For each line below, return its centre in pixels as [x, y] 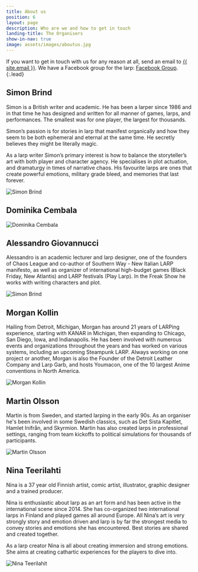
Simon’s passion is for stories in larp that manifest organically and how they [98, 131]
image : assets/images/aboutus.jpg [49, 45]
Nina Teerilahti [34, 470]
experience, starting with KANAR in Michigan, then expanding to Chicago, [96, 333]
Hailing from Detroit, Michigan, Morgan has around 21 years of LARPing [93, 327]
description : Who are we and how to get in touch [69, 28]
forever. [16, 180]
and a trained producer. [35, 491]
